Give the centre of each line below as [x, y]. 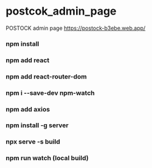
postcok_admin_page [61, 11]
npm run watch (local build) [47, 158]
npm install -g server [37, 125]
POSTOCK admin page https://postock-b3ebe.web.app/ [76, 28]
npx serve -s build [33, 142]
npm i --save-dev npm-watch [50, 93]
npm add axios [28, 109]
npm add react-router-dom [47, 76]
